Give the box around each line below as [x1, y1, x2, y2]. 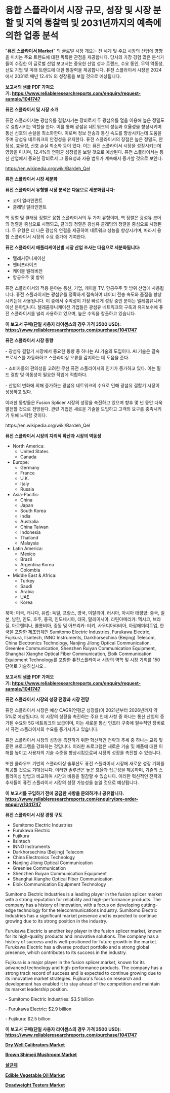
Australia [20, 518, 39, 524]
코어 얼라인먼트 [12, 197, 43, 203]
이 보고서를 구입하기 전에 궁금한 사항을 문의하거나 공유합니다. [5, 790, 124, 796]
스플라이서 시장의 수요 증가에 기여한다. [10, 233, 87, 240]
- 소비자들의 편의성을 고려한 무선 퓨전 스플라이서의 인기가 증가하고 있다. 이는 [5, 365, 156, 371]
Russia [20, 486, 34, 492]
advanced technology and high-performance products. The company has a [5, 965, 163, 971]
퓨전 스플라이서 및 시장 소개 [5, 106, 59, 112]
